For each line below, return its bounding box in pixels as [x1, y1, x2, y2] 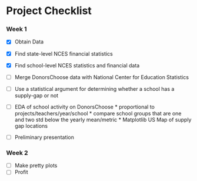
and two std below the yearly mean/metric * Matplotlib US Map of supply [14, 116, 192, 123]
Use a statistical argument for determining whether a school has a [14, 85, 175, 92]
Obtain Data [14, 38, 44, 45]
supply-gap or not [14, 92, 59, 99]
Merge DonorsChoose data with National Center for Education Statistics [14, 73, 189, 80]
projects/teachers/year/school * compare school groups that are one [14, 110, 182, 117]
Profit [14, 169, 28, 176]
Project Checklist [6, 4, 92, 18]
